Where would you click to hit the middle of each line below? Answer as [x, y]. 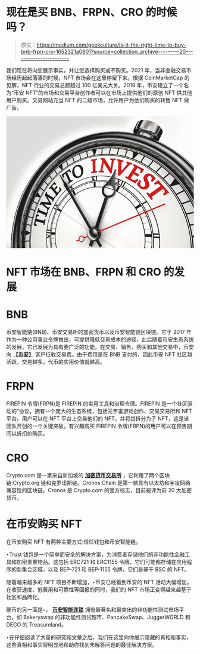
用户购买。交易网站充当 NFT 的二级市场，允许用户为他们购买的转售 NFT [94, 100]
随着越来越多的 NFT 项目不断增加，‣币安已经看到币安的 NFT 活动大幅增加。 [99, 582]
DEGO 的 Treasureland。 [36, 624]
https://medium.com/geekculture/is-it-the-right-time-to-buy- [111, 45]
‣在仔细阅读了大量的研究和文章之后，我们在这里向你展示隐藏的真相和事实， [99, 637]
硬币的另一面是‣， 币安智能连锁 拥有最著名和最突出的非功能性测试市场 [93, 609]
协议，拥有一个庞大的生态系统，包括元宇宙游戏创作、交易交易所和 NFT [105, 411]
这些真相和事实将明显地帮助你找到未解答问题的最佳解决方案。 [82, 644]
